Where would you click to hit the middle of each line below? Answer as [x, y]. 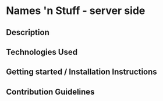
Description [28, 32]
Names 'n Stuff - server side [76, 11]
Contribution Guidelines [50, 92]
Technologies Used [42, 52]
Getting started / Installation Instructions [81, 72]
